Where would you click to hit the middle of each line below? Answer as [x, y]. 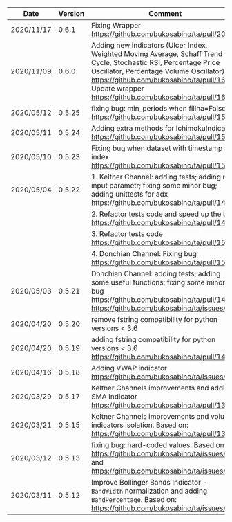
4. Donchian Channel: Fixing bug [144, 254]
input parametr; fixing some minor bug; [154, 185]
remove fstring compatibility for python [154, 319]
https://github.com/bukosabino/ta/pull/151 [161, 262]
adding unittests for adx [129, 194]
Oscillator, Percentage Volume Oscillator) [158, 71]
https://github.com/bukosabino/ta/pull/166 [161, 97]
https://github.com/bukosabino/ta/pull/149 [161, 223]
